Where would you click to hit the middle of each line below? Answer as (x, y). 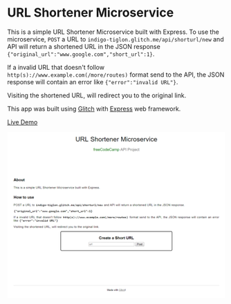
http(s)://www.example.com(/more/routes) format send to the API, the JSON (116, 75)
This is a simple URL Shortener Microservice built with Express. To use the (113, 32)
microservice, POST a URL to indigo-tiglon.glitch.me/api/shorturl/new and (115, 39)
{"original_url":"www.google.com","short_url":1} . (81, 54)
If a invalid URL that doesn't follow (56, 67)
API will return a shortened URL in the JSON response (84, 46)
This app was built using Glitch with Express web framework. (94, 108)
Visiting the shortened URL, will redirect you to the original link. (97, 95)
